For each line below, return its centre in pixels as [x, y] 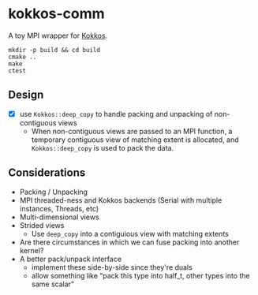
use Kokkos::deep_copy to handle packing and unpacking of [116, 114]
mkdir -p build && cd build [54, 50]
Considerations [47, 173]
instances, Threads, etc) [59, 208]
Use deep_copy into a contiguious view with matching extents [130, 233]
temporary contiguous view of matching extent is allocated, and [135, 140]
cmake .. [22, 57]
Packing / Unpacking [54, 192]
